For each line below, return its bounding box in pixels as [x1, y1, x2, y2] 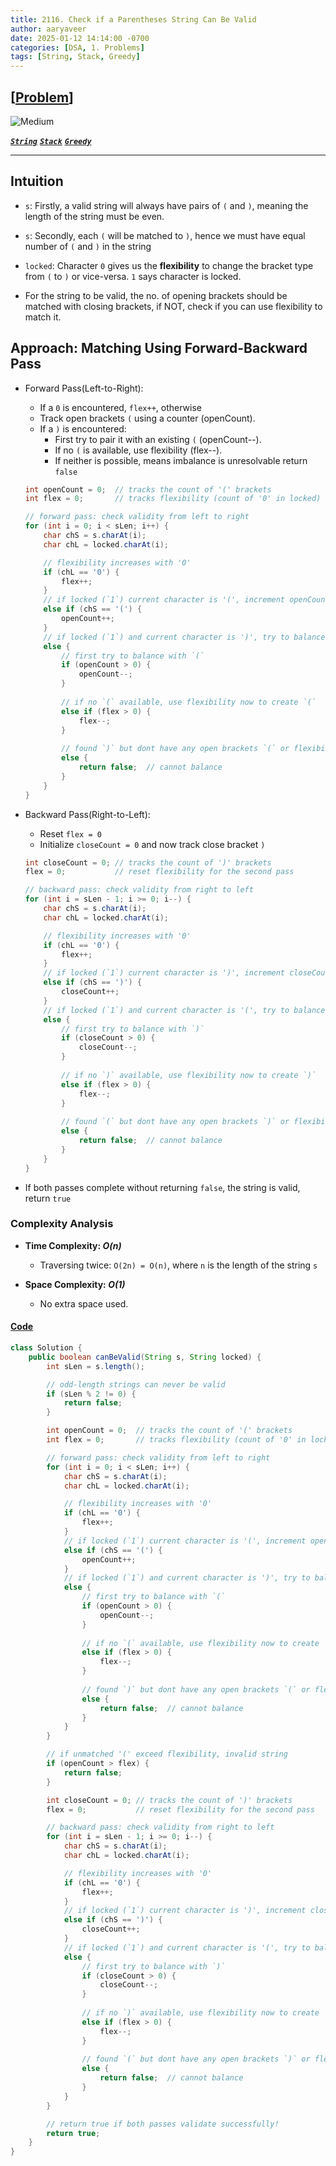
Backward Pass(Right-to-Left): [24, 808, 151, 820]
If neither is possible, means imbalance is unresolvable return [54, 454, 308, 466]
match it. [24, 311, 62, 323]
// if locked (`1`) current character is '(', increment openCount [43, 595, 330, 605]
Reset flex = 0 [39, 827, 102, 840]
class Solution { [10, 1343, 83, 1353]
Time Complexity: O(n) [24, 1239, 122, 1251]
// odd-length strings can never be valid [46, 1379, 226, 1390]
